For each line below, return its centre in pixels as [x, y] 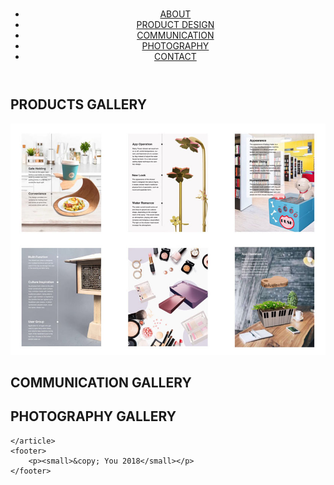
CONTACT [175, 57]
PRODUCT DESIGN [175, 25]
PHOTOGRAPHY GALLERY [93, 416]
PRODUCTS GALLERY [79, 104]
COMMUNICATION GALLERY [101, 382]
